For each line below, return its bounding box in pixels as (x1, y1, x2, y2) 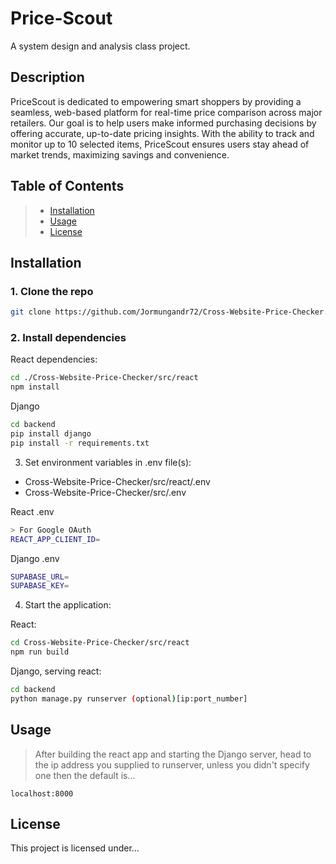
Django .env (10, 552, 60, 564)
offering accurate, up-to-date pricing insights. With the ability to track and (10, 127, 315, 139)
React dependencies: (10, 353, 98, 366)
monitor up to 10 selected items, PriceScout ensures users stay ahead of (10, 138, 310, 150)
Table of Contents (10, 178, 125, 195)
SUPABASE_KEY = (10, 581, 70, 591)
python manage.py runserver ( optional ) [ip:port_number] (10, 693, 248, 704)
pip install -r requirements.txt (10, 438, 150, 448)
